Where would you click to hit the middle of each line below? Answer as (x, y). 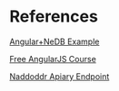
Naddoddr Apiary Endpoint (59, 76)
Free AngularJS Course (53, 59)
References (54, 17)
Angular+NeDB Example (55, 41)
